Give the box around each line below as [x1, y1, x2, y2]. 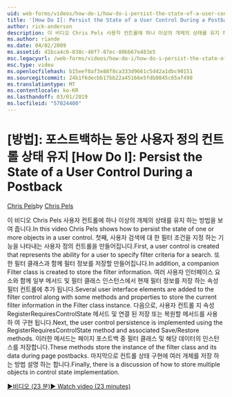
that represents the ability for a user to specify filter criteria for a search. [7, 250, 213, 259]
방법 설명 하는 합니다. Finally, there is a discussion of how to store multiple [14, 360, 221, 368]
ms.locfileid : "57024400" [7, 100, 81, 107]
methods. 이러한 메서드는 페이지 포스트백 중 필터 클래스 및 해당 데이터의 [7, 334, 202, 342]
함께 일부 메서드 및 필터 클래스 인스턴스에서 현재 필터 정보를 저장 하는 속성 [19, 276, 219, 284]
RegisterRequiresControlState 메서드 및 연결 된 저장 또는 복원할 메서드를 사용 [7, 309, 218, 318]
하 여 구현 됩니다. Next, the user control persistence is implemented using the [7, 318, 223, 327]
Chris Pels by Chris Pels [7, 202, 74, 210]
